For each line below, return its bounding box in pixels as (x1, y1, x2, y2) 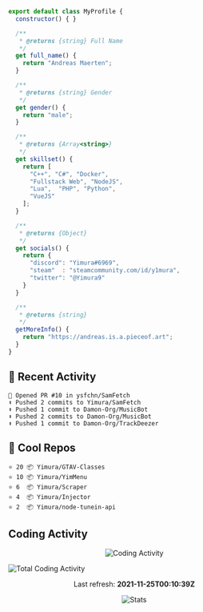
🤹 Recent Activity (8, 370, 97, 384)
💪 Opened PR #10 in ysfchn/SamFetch (8, 391, 130, 400)
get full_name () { (15, 52, 78, 60)
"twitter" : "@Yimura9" (29, 274, 105, 282)
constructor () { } (15, 14, 78, 23)
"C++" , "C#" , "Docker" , (29, 170, 109, 178)
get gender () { (15, 103, 66, 111)
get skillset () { (15, 155, 74, 163)
